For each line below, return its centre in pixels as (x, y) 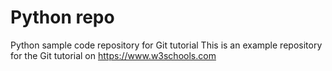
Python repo (62, 17)
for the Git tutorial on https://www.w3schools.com (113, 55)
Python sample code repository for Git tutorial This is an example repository (166, 45)
